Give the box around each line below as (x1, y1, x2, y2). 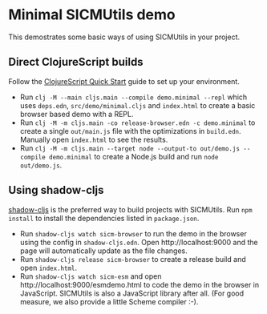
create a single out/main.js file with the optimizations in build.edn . (19, 126, 242, 135)
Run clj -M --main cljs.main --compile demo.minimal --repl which (19, 92, 248, 102)
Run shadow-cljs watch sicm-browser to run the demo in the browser (19, 228, 247, 238)
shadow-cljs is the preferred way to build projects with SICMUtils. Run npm (8, 204, 253, 214)
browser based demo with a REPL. (19, 109, 134, 119)
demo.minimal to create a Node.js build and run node (49, 151, 219, 161)
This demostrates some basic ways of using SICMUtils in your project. (8, 32, 241, 42)
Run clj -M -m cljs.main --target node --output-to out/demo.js (19, 143, 241, 153)
